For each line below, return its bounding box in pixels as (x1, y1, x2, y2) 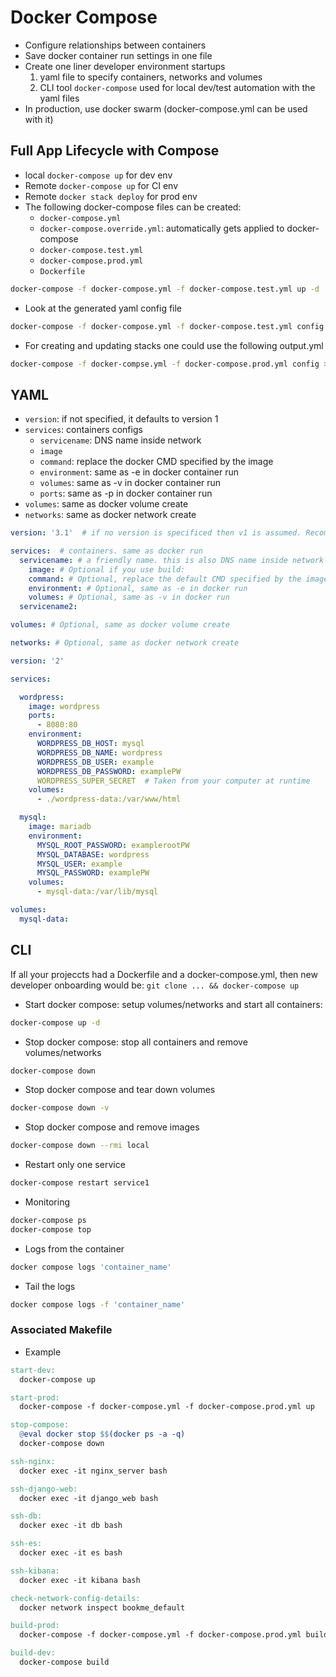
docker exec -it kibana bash (19, 1575, 141, 1585)
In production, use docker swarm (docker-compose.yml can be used (24, 102, 308, 115)
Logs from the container (24, 1242, 125, 1255)
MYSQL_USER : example (36, 859, 123, 869)
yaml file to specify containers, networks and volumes (39, 71, 263, 83)
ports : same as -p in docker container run (39, 487, 213, 500)
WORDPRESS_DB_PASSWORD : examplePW (36, 766, 182, 776)
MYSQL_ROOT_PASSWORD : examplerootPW (36, 840, 190, 850)
